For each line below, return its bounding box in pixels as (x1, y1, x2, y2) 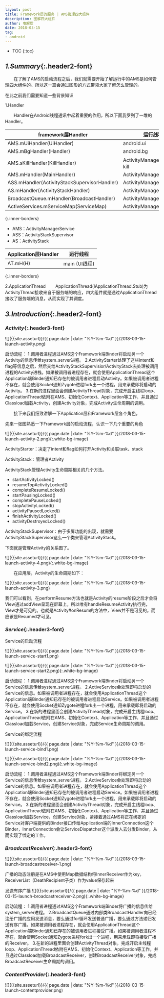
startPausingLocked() (12, 492, 56, 498)
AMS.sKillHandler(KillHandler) (7, 159, 77, 166)
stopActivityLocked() (12, 503, 55, 509)
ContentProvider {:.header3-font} (5, 971, 86, 978)
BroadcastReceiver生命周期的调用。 (5, 958, 78, 964)
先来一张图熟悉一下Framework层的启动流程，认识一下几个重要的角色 (5, 421, 143, 427)
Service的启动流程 (5, 638, 42, 644)
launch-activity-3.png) (5, 585, 50, 591)
